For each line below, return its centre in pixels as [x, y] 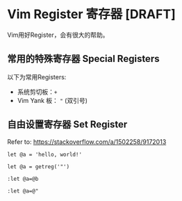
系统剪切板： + [37, 92]
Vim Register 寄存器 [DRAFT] [91, 14]
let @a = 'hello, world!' [44, 154]
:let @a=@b [23, 179]
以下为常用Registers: [37, 77]
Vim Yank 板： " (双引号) [52, 100]
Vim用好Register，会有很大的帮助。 [58, 35]
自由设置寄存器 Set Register [67, 125]
